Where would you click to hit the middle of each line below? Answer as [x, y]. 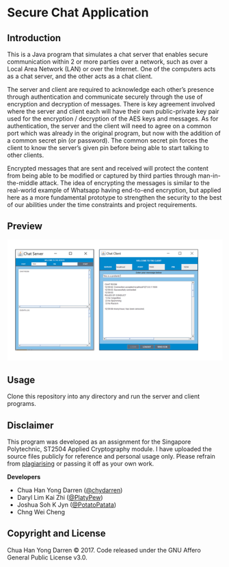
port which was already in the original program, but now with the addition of [114, 133]
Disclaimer [30, 425]
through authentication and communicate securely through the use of [105, 97]
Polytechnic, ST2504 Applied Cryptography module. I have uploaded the [109, 449]
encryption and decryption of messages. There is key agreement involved [111, 104]
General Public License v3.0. [47, 557]
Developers [24, 476]
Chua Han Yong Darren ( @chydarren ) [70, 490]
